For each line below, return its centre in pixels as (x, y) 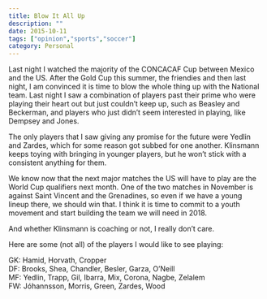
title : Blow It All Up (47, 16)
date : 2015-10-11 (38, 31)
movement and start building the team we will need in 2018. (108, 213)
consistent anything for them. (58, 162)
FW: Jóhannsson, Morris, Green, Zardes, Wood (87, 286)
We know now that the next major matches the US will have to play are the (133, 179)
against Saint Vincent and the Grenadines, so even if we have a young (125, 196)
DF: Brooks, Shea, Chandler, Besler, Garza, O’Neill (92, 269)
